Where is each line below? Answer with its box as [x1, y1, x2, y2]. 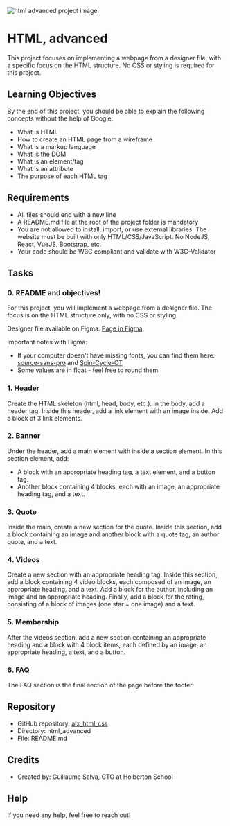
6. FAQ [7, 665, 30, 675]
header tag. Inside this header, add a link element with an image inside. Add [7, 406, 224, 415]
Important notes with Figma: [7, 338, 88, 346]
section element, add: [7, 454, 69, 462]
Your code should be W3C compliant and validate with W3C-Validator [17, 247, 216, 256]
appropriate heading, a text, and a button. [7, 648, 126, 656]
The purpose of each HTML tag [17, 172, 107, 180]
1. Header [7, 383, 40, 393]
